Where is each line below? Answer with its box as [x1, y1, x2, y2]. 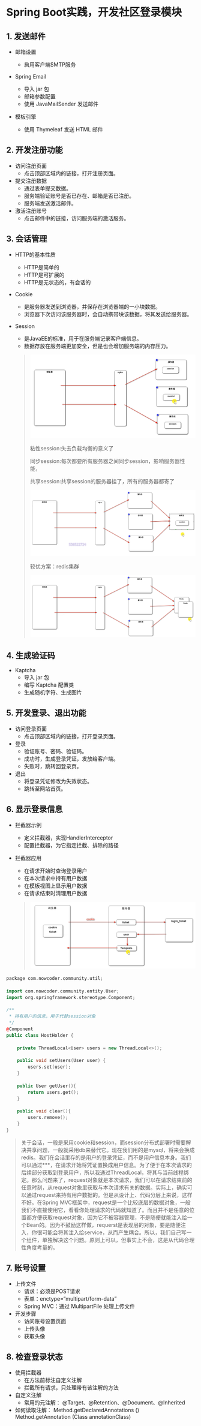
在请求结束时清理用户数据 [23, 889, 88, 896]
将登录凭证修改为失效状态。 [23, 777, 93, 784]
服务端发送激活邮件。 [23, 199, 77, 207]
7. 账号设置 [6, 1263, 46, 1273]
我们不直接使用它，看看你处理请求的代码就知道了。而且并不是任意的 [20, 1206, 190, 1213]
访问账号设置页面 [23, 1317, 67, 1325]
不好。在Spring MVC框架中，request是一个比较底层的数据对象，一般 [20, 1199, 191, 1206]
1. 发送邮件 [6, 31, 46, 41]
